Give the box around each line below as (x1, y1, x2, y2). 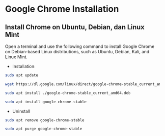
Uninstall (12, 108, 30, 114)
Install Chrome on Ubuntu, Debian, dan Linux (5, 23, 145, 31)
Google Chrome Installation (5, 3, 119, 15)
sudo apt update (5, 73, 38, 78)
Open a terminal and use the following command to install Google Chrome (5, 44, 155, 49)
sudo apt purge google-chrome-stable (5, 126, 82, 132)
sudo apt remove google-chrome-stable (5, 117, 84, 123)
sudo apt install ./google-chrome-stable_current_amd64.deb (5, 91, 131, 95)
